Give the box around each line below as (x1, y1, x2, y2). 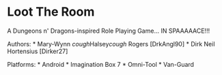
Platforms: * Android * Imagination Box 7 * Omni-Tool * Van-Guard (7, 60, 195, 68)
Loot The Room (7, 4, 95, 20)
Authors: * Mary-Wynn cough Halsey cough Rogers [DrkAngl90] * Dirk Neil (7, 40, 215, 48)
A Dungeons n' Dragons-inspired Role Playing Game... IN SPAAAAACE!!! (7, 27, 210, 35)
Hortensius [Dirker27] (7, 47, 68, 55)
